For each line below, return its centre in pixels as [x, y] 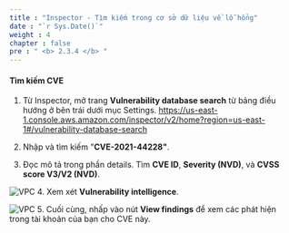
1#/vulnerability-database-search [85, 130]
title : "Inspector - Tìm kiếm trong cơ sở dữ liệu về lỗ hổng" [134, 18]
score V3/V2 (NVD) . [61, 174]
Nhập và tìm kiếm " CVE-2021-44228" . [96, 147]
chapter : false [40, 43]
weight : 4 [30, 34]
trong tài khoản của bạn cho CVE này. [80, 219]
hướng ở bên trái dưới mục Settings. [90, 111]
